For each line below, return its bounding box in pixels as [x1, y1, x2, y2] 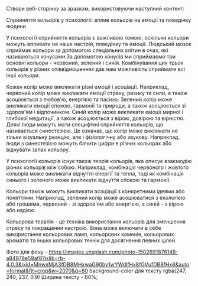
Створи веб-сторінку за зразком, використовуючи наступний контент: [6, 5, 185, 12]
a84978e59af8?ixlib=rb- [6, 255, 66, 262]
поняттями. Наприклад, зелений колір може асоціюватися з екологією [6, 194, 186, 201]
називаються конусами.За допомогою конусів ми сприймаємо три [6, 53, 176, 60]
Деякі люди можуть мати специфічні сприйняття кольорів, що [6, 121, 164, 128]
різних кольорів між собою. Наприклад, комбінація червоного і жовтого [6, 164, 189, 171]
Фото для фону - [6, 248, 48, 255]
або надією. [6, 207, 37, 213]
